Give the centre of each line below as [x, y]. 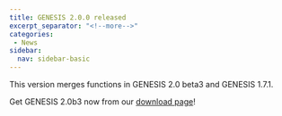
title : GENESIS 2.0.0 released [68, 17]
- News [26, 42]
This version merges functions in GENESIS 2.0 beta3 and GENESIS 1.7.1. [141, 84]
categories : [31, 34]
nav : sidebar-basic [54, 59]
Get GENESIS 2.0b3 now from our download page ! [102, 102]
